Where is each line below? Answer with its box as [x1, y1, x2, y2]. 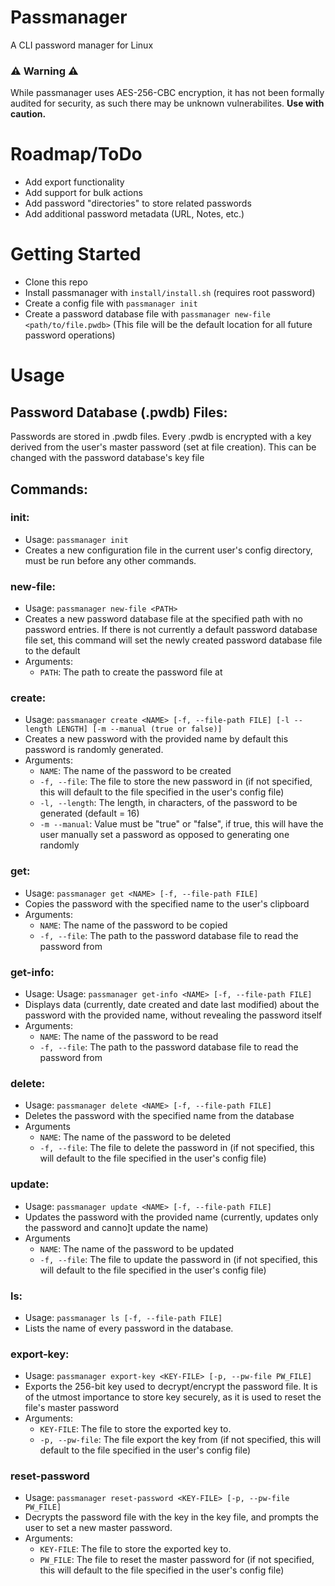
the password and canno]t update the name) [24, 1221, 209, 1233]
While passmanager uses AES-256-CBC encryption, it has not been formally [10, 87, 325, 99]
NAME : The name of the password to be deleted [39, 1131, 231, 1143]
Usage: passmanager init [24, 533, 129, 545]
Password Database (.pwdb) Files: [10, 404, 228, 421]
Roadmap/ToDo [10, 143, 143, 166]
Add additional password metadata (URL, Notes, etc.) [24, 208, 245, 220]
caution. [10, 108, 47, 120]
